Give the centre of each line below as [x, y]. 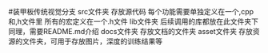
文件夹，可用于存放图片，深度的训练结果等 [92, 41]
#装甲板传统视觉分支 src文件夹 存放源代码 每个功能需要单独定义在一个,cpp [131, 11]
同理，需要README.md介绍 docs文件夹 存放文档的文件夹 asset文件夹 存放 [131, 31]
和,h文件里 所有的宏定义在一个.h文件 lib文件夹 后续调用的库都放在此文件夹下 [133, 21]
